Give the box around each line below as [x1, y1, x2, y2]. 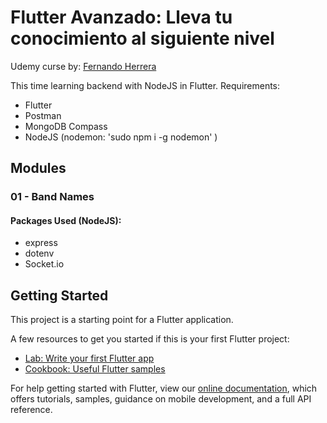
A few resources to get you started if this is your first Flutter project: [10, 333, 290, 345]
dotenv [24, 247, 55, 260]
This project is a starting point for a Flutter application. [10, 314, 234, 326]
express [24, 237, 58, 249]
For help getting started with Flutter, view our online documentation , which [10, 382, 318, 395]
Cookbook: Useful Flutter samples [24, 363, 166, 375]
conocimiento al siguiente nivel [10, 27, 275, 50]
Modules [10, 160, 67, 177]
